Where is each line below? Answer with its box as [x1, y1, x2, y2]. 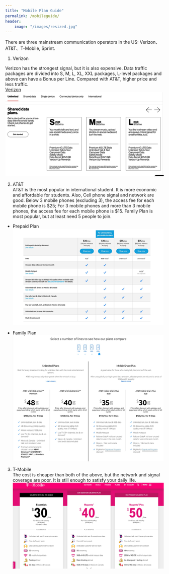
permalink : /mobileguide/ [5, 13, 59, 19]
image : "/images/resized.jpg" [14, 24, 78, 29]
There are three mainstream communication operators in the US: [5, 39, 139, 45]
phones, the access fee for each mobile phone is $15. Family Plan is [12, 208, 153, 214]
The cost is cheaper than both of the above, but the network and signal [12, 471, 160, 478]
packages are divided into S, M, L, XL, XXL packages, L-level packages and [5, 70, 162, 77]
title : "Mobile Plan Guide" [5, 8, 64, 13]
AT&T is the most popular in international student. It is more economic [12, 187, 157, 193]
